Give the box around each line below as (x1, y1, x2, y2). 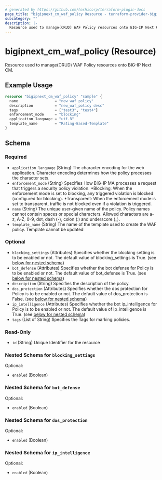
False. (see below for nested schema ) (12, 296, 87, 302)
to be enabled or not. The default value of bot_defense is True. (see (12, 270, 147, 276)
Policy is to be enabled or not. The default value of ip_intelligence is (12, 306, 147, 312)
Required (5, 154, 27, 160)
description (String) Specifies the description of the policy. (12, 280, 130, 286)
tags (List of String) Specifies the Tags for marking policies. (12, 316, 130, 322)
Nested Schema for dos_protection (5, 416, 88, 423)
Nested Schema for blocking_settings (5, 352, 95, 359)
